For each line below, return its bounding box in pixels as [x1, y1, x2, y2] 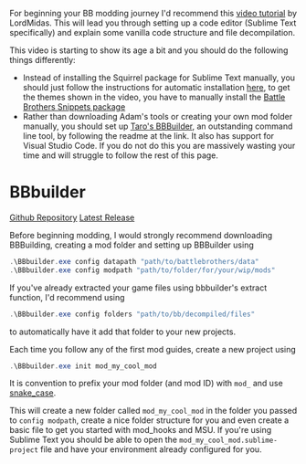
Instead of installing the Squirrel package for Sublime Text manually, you [22, 72, 295, 83]
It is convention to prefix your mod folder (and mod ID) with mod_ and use [9, 378, 283, 389]
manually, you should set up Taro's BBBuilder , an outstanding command [22, 121, 293, 132]
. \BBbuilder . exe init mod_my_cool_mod [9, 361, 157, 371]
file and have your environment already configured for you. [40, 444, 262, 455]
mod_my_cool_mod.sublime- [179, 436, 279, 446]
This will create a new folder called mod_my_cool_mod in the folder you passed [9, 406, 298, 417]
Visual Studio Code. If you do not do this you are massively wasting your [22, 141, 296, 151]
